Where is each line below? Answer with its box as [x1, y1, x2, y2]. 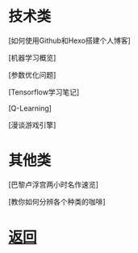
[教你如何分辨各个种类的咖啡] [8, 196, 107, 206]
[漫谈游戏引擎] [8, 120, 56, 129]
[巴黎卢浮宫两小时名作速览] [8, 179, 99, 189]
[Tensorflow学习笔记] [8, 86, 80, 97]
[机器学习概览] [8, 53, 56, 62]
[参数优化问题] [8, 70, 56, 79]
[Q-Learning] [8, 103, 52, 113]
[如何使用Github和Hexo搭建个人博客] [8, 36, 131, 45]
